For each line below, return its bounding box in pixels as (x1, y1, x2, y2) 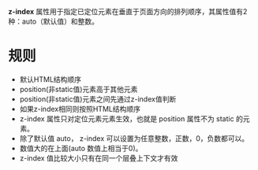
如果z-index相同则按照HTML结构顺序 (19, 104, 140, 113)
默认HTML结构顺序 (19, 74, 81, 84)
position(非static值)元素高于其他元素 (19, 84, 138, 94)
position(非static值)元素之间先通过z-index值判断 (19, 94, 177, 104)
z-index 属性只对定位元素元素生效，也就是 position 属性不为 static (19, 113, 234, 124)
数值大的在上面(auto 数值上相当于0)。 (19, 143, 143, 153)
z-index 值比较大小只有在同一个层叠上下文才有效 (19, 153, 178, 163)
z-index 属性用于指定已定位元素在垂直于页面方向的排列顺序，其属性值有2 (8, 7, 248, 16)
